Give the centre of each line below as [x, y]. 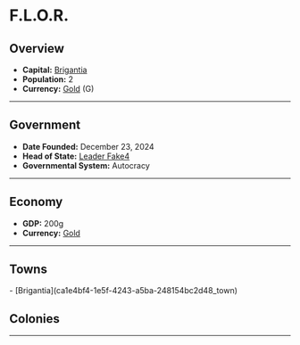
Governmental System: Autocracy [86, 165]
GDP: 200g [43, 223]
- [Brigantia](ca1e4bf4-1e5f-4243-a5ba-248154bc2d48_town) [124, 291]
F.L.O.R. [39, 16]
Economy [36, 202]
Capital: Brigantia [54, 70]
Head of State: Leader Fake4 [76, 156]
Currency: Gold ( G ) [58, 89]
